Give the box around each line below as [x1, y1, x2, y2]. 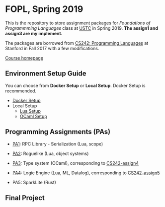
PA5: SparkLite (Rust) [12, 179, 56, 185]
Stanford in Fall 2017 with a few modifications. [5, 45, 99, 51]
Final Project [5, 194, 45, 202]
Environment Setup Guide [5, 69, 86, 78]
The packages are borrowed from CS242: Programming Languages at [5, 40, 149, 46]
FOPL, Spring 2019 [5, 3, 83, 15]
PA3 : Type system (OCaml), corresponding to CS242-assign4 [12, 160, 139, 166]
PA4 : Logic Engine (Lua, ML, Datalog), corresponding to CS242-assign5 [12, 170, 160, 176]
